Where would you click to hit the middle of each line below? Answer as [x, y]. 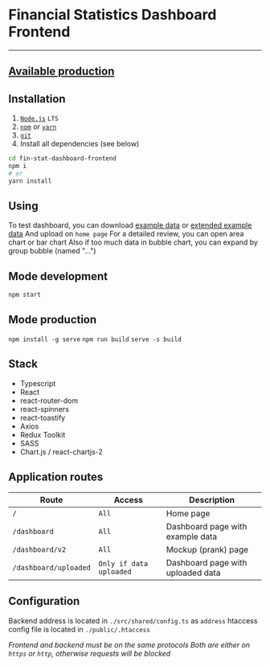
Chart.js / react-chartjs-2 [61, 451]
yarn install [30, 181]
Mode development [58, 276]
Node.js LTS [39, 119]
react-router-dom [49, 401]
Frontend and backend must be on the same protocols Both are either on [129, 644]
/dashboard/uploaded [51, 567]
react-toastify [43, 417]
